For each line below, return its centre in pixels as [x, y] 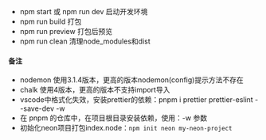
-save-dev [37, 108]
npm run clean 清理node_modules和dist [85, 41]
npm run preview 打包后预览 [66, 31]
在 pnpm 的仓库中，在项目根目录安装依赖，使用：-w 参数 [113, 118]
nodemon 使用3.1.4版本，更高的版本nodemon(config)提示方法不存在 [132, 80]
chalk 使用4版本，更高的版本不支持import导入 [95, 90]
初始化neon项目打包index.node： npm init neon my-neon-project [126, 128]
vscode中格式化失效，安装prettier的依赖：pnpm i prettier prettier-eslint [136, 100]
